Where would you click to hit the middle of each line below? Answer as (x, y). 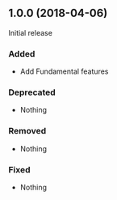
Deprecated (32, 92)
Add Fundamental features (64, 71)
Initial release (30, 32)
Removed (27, 131)
